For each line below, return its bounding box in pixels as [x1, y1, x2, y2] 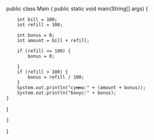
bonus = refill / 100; [28, 74, 84, 80]
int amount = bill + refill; [17, 38, 90, 44]
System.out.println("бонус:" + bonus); [17, 90, 117, 96]
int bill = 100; [17, 17, 58, 23]
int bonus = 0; [17, 32, 55, 38]
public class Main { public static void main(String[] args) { [6, 5, 149, 12]
